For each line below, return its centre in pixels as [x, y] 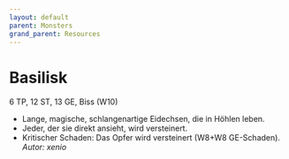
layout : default [39, 17]
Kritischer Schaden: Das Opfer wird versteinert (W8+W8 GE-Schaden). [151, 138]
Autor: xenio [44, 148]
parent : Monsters [41, 26]
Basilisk [38, 77]
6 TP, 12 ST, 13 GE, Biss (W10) [64, 102]
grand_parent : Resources [55, 34]
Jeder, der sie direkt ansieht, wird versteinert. [105, 128]
